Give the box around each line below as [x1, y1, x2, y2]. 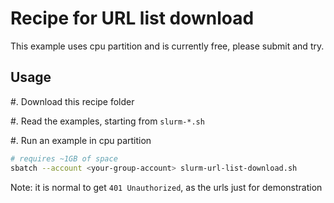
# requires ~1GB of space [10, 153, 118, 164]
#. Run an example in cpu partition [10, 134, 152, 146]
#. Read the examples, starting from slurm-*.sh [10, 115, 205, 127]
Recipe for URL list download [10, 7, 255, 30]
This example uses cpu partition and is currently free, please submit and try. [10, 40, 325, 52]
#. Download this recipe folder [10, 95, 135, 107]
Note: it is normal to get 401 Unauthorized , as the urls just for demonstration [10, 181, 323, 193]
